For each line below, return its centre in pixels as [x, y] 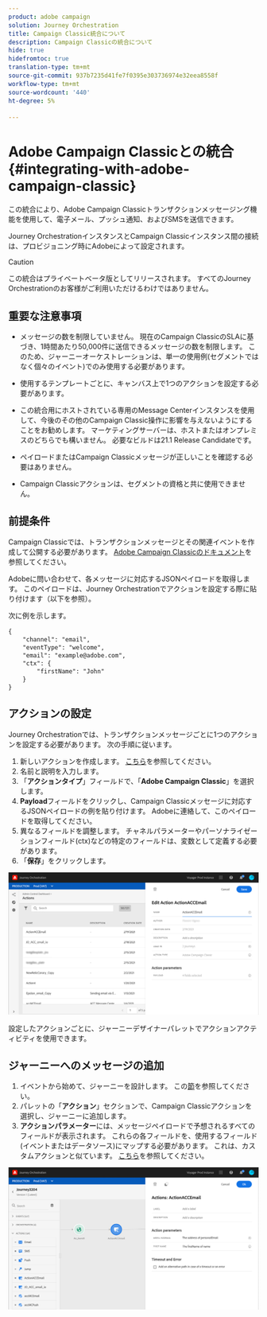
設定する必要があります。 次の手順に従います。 [99, 744]
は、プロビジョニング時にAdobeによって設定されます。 [99, 246]
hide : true [26, 51]
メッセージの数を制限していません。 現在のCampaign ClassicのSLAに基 [137, 337]
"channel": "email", [56, 639]
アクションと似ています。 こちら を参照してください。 [121, 1156]
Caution [21, 262]
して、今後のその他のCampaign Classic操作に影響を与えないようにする [136, 420]
